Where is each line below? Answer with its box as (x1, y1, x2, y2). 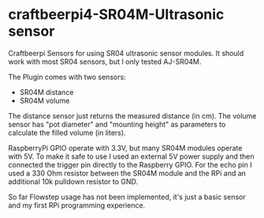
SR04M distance (19, 87, 74, 96)
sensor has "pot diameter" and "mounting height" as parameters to (8, 119, 226, 129)
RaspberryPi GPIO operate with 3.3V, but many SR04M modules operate (8, 143, 243, 152)
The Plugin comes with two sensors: (8, 72, 126, 81)
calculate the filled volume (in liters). (8, 128, 126, 137)
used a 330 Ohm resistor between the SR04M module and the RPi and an (8, 168, 247, 178)
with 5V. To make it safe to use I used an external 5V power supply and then (8, 152, 255, 161)
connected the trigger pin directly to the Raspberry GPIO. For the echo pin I (8, 160, 252, 169)
